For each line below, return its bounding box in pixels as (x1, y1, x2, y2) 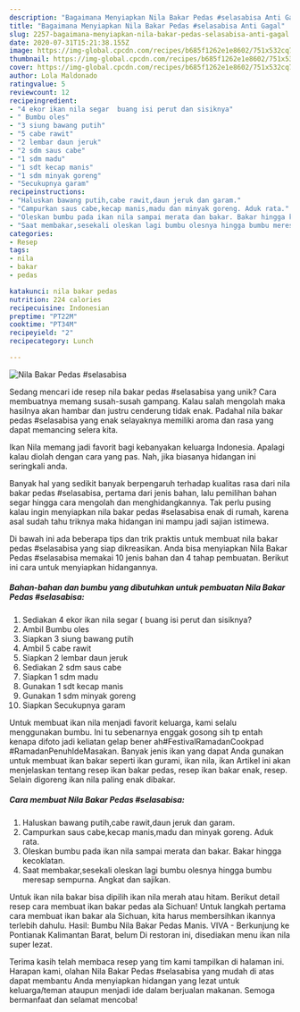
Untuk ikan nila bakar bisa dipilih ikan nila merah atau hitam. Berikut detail (9, 891, 279, 902)
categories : (9, 229, 54, 238)
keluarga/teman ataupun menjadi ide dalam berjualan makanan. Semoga (9, 984, 275, 995)
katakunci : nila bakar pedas (9, 287, 118, 296)
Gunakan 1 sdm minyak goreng (21, 690, 137, 701)
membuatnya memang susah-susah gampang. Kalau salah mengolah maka (9, 395, 286, 407)
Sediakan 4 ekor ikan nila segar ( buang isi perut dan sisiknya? (21, 614, 253, 625)
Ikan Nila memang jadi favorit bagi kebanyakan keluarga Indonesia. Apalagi (9, 442, 286, 452)
